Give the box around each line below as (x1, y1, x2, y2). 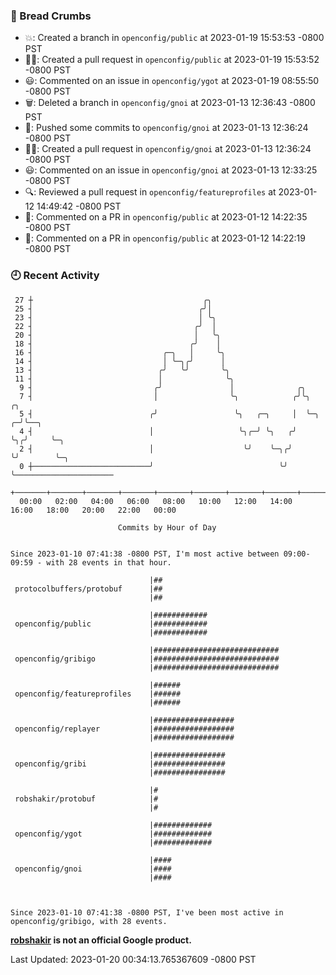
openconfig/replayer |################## (14, 724, 235, 734)
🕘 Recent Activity (10, 269, 100, 283)
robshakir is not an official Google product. (10, 934, 192, 946)
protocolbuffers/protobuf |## (14, 584, 163, 594)
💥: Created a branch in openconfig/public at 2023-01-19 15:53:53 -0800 (24, 32, 325, 44)
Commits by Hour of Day (117, 522, 217, 533)
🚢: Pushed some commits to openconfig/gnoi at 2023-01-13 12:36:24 (24, 122, 309, 134)
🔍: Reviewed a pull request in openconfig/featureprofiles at (24, 186, 277, 198)
